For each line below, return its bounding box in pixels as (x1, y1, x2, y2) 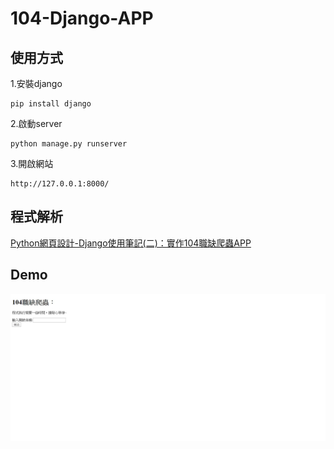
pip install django (10, 99, 92, 109)
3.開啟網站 (10, 158, 54, 169)
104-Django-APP (10, 7, 154, 30)
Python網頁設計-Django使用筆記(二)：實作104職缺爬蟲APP (10, 237, 252, 249)
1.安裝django (10, 78, 63, 89)
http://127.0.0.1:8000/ (10, 179, 110, 189)
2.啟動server (10, 118, 63, 129)
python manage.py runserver (10, 139, 128, 149)
